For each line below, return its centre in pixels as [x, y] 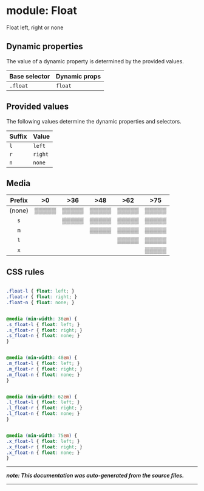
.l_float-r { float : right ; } [45, 408]
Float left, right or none [35, 27]
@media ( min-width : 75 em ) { [42, 436]
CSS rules [25, 272]
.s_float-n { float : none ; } [43, 336]
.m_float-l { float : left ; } [43, 364]
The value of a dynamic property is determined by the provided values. [95, 61]
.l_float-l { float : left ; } [43, 402]
